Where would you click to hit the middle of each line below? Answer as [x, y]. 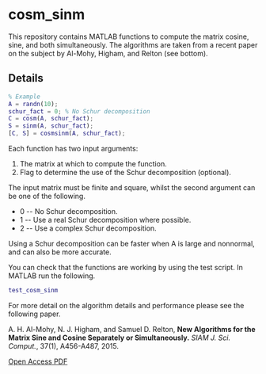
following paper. [34, 314]
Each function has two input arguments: [73, 149]
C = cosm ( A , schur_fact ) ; [51, 119]
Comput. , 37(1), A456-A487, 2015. [63, 345]
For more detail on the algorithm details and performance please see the [126, 305]
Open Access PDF [38, 361]
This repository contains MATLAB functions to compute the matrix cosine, [129, 36]
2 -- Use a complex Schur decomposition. [88, 228]
